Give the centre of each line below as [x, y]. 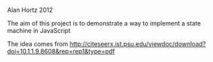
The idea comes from [38, 44]
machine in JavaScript [39, 31]
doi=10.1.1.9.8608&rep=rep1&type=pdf [61, 51]
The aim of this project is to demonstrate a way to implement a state [104, 23]
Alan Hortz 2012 [30, 10]
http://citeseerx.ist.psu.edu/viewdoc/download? [138, 44]
